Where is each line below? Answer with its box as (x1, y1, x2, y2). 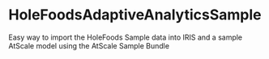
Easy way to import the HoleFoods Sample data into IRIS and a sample (8, 32, 243, 42)
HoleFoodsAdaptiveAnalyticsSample (8, 6, 262, 24)
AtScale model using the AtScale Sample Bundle (8, 40, 170, 50)
